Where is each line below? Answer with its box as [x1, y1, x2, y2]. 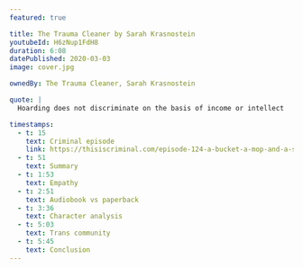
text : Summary [25, 162, 78, 171]
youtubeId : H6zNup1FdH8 [9, 38, 99, 47]
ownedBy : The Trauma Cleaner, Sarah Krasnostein [9, 79, 196, 88]
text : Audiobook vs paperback [25, 195, 140, 204]
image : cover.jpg [9, 63, 75, 72]
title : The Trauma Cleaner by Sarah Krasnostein [9, 29, 196, 39]
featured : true [9, 13, 67, 22]
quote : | [9, 95, 42, 104]
